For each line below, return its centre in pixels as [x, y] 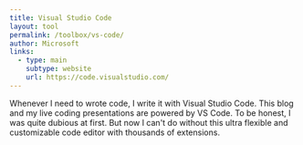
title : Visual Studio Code [61, 18]
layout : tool [34, 26]
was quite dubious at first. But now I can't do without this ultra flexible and [149, 122]
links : [22, 52]
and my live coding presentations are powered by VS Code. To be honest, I [150, 113]
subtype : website [59, 69]
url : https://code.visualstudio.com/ [98, 78]
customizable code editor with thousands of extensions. [115, 132]
